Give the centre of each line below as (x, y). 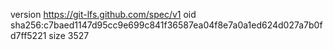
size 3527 (69, 35)
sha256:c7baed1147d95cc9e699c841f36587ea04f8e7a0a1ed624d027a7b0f (166, 25)
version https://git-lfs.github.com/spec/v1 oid (103, 14)
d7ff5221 (28, 35)
